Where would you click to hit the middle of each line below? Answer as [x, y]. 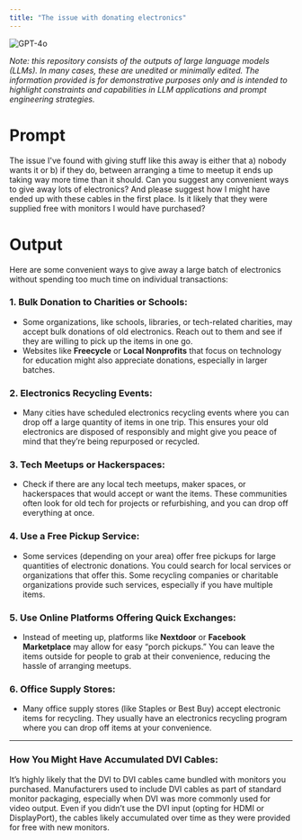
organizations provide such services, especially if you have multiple [148, 584]
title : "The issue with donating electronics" [98, 18]
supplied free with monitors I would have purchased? [107, 208]
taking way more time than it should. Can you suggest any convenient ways [149, 179]
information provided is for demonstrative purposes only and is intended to [148, 80]
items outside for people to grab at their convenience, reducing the [147, 656]
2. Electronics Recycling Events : [81, 393]
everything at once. [58, 513]
